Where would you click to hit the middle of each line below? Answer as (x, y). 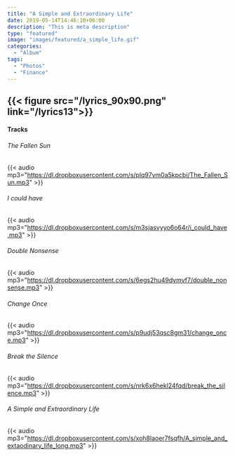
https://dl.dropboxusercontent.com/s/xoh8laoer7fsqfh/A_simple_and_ (127, 438)
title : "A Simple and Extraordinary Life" (70, 14)
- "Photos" (29, 66)
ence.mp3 (22, 393)
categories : (25, 46)
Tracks (18, 130)
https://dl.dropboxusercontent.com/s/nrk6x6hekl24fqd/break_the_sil (126, 386)
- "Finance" (31, 72)
